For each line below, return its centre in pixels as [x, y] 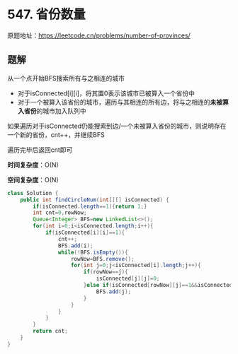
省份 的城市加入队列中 [55, 111]
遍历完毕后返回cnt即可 [40, 150]
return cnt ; [51, 331]
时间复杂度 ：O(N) [33, 165]
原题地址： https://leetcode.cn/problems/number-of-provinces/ [99, 35]
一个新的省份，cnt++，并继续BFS [56, 134]
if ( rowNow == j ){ [106, 272]
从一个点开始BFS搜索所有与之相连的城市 [66, 78]
